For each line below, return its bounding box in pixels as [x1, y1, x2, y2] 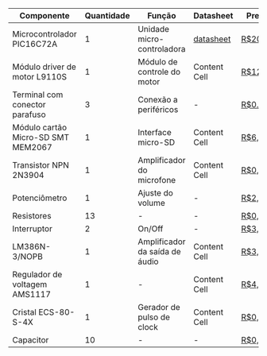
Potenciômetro [12, 192, 68, 203]
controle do [137, 67, 181, 77]
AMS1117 [12, 289, 52, 300]
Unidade [137, 24, 169, 34]
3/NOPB [12, 251, 44, 261]
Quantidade [84, 10, 130, 21]
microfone [137, 175, 176, 185]
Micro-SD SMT [12, 132, 70, 142]
